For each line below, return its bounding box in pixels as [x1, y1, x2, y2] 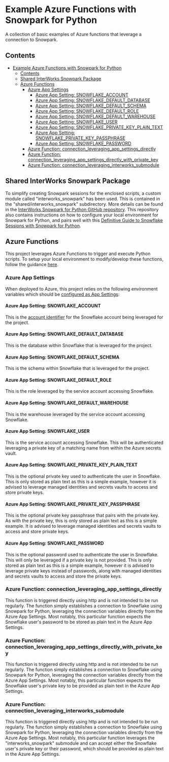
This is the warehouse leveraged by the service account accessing [5, 411, 145, 417]
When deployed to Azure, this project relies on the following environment [5, 285, 158, 292]
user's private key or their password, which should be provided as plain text [5, 746, 164, 752]
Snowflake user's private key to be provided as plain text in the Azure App [5, 683, 160, 689]
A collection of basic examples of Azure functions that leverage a [5, 31, 142, 37]
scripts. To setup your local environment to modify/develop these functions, [5, 256, 164, 262]
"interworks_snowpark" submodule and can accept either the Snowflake [5, 740, 157, 746]
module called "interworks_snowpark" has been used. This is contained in [5, 196, 160, 202]
